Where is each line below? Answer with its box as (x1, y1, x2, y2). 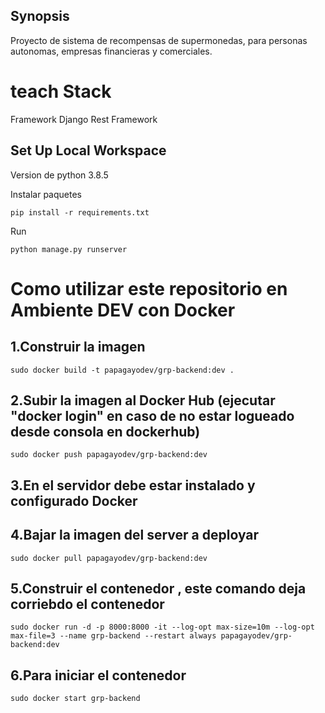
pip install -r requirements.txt (10, 207, 150, 218)
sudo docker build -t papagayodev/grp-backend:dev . (10, 365, 235, 375)
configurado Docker (10, 492, 138, 509)
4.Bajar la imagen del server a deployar (10, 527, 260, 544)
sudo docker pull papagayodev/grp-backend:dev (10, 553, 208, 563)
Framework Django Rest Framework (10, 113, 158, 125)
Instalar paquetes (10, 188, 82, 200)
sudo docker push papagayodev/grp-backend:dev (10, 450, 208, 460)
